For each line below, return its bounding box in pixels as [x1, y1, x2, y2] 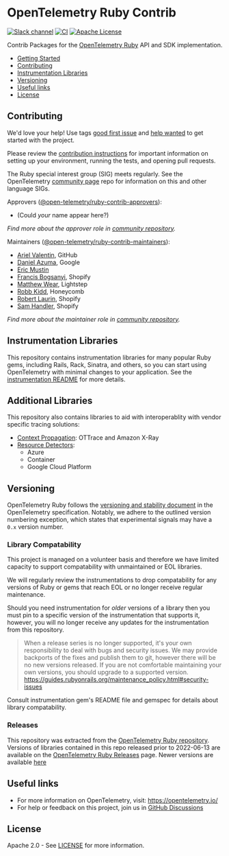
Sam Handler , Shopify [16, 302, 79, 310]
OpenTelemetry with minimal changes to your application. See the [7, 368, 193, 376]
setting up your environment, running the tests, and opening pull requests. [7, 156, 216, 165]
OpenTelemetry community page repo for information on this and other [7, 177, 207, 185]
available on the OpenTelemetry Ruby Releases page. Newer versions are [7, 750, 214, 759]
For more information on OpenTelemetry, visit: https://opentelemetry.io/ [16, 796, 218, 804]
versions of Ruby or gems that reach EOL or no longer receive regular [7, 583, 203, 591]
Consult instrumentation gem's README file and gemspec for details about [7, 696, 219, 704]
